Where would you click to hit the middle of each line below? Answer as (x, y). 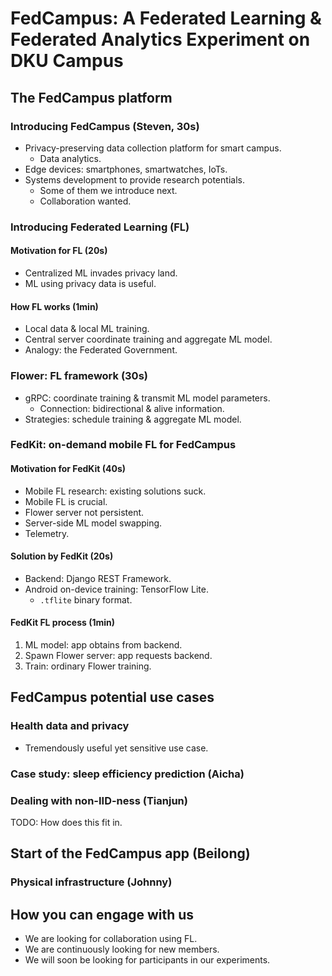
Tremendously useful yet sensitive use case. (116, 748)
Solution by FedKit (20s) (62, 556)
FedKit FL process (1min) (63, 623)
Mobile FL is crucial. (66, 501)
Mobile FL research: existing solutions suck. (115, 491)
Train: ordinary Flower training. (88, 666)
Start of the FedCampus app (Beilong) (130, 853)
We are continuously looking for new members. (122, 949)
